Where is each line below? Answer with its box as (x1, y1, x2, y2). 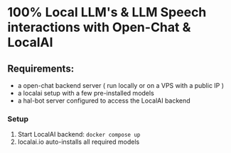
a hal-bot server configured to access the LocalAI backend (17, 96, 190, 105)
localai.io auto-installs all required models (17, 137, 140, 146)
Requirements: (7, 62, 75, 74)
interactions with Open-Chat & (7, 19, 191, 35)
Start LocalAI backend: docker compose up (17, 130, 141, 139)
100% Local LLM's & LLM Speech (7, 4, 207, 21)
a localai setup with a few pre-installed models (17, 89, 154, 97)
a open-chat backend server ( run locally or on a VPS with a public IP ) (17, 81, 225, 89)
